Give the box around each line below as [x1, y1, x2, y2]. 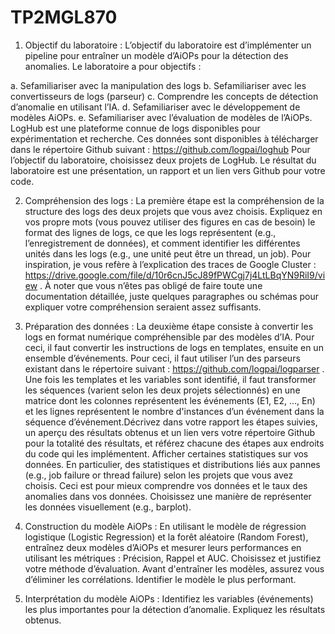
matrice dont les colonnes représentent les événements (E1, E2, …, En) [24, 394, 316, 406]
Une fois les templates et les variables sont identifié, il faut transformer [24, 373, 317, 385]
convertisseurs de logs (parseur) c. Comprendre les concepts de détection [10, 90, 319, 102]
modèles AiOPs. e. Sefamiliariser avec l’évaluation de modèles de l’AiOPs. [10, 111, 313, 123]
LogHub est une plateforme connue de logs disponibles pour [10, 122, 261, 134]
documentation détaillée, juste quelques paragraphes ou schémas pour [24, 290, 320, 302]
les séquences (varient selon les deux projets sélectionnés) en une [24, 384, 301, 396]
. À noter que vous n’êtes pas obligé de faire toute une [39, 279, 263, 291]
